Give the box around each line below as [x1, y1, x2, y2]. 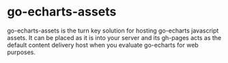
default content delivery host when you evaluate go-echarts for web [7, 41, 199, 49]
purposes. [7, 48, 36, 56]
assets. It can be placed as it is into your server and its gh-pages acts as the [7, 33, 222, 41]
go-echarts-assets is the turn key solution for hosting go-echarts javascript [7, 26, 219, 35]
